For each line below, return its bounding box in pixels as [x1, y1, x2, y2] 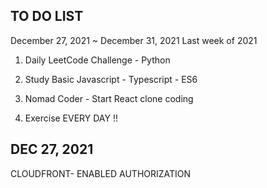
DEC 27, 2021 [10, 141, 94, 158]
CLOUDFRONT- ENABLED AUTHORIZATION [10, 167, 192, 179]
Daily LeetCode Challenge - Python [24, 54, 171, 66]
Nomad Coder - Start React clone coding [24, 92, 194, 104]
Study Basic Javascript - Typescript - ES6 [24, 73, 198, 85]
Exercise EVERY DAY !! [24, 112, 118, 124]
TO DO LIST [10, 8, 84, 25]
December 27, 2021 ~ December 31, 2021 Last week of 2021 [10, 34, 258, 46]
